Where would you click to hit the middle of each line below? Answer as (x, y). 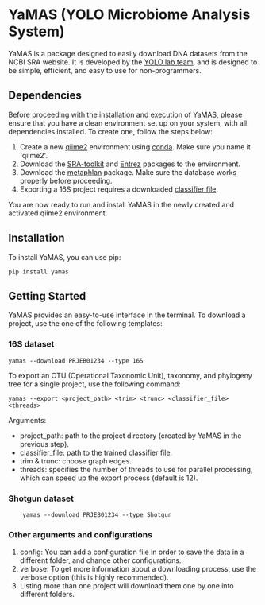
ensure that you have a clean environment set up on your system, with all (128, 123)
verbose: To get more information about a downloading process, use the (138, 569)
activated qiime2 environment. (58, 213)
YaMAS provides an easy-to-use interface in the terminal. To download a (127, 315)
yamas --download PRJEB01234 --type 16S (76, 361)
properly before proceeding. (66, 180)
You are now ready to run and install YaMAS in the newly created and (121, 204)
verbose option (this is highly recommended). (94, 577)
